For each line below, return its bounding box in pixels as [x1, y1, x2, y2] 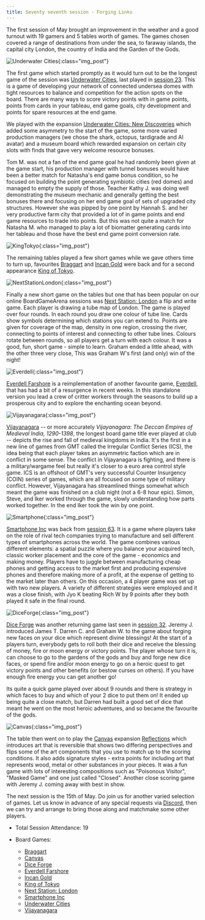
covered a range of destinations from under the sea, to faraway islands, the [6, 39, 196, 46]
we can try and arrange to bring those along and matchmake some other [6, 805, 190, 813]
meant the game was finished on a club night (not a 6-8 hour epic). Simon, [6, 488, 195, 496]
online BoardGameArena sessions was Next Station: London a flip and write [6, 297, 197, 305]
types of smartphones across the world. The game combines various [6, 538, 181, 545]
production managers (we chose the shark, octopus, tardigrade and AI [6, 133, 184, 141]
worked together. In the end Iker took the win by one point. [6, 501, 154, 509]
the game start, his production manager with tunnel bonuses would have [6, 165, 189, 172]
